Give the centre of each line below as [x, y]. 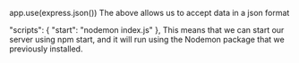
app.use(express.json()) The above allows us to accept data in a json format [149, 13]
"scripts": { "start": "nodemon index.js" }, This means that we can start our [147, 30]
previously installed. [46, 49]
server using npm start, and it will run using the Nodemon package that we [147, 39]
